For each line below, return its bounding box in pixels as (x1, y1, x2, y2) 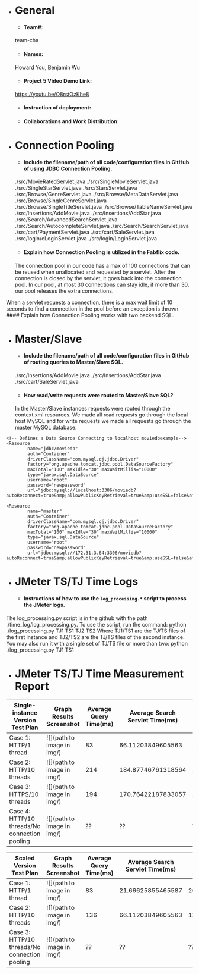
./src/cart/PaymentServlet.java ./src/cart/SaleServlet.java (14, 228, 155, 236)
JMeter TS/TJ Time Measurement (14, 667, 184, 680)
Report (14, 679, 49, 693)
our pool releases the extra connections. (14, 287, 114, 295)
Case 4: (9, 807, 31, 815)
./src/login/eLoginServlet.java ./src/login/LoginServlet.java (14, 235, 158, 242)
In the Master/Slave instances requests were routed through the (14, 405, 171, 412)
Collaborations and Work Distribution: (23, 117, 120, 125)
